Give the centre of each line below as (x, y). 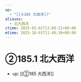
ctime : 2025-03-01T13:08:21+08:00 (41, 28)
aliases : (14, 19)
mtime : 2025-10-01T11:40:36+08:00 (41, 33)
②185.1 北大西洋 (40, 59)
